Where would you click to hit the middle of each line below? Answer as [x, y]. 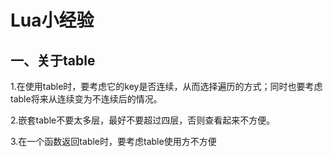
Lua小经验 [52, 20]
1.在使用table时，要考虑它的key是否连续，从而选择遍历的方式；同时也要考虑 [166, 86]
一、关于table [53, 60]
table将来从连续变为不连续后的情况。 [86, 99]
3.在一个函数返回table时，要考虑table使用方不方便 [113, 141]
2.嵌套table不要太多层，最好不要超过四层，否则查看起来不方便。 [143, 120]
